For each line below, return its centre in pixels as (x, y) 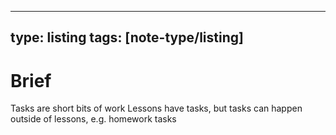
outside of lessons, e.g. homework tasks (93, 119)
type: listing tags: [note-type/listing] (127, 37)
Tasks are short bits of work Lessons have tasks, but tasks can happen (156, 108)
